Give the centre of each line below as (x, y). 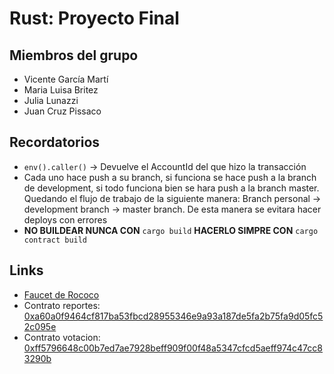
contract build (55, 240)
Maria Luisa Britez (61, 90)
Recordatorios (55, 142)
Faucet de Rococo (61, 294)
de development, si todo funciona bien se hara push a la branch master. (171, 188)
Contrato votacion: (62, 337)
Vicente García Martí (66, 79)
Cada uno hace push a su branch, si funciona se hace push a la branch (170, 177)
